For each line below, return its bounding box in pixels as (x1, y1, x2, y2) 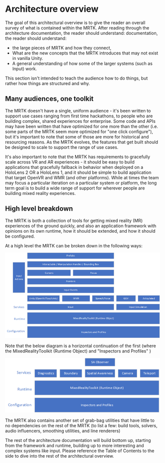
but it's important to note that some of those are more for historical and (5, 134, 149, 139)
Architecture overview (5, 3, 99, 15)
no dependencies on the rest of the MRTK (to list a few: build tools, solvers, (5, 422, 158, 428)
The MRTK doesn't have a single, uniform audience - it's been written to (5, 108, 151, 113)
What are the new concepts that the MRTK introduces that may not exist (12, 50, 159, 56)
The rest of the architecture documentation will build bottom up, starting (5, 437, 151, 443)
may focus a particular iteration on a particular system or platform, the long (5, 180, 157, 186)
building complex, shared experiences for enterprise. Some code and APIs (5, 118, 156, 124)
